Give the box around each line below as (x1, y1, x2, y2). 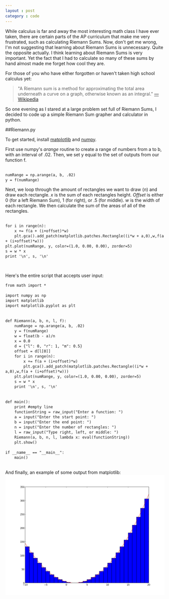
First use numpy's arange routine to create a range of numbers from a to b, (5, 146, 162, 152)
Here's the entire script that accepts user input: (5, 272, 104, 278)
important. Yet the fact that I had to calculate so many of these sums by (5, 55, 154, 61)
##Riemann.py (5, 127, 36, 133)
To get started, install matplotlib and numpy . (5, 136, 97, 142)
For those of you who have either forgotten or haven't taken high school (5, 70, 155, 76)
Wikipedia (17, 96, 39, 102)
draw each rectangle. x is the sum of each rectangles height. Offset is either (5, 191, 164, 197)
